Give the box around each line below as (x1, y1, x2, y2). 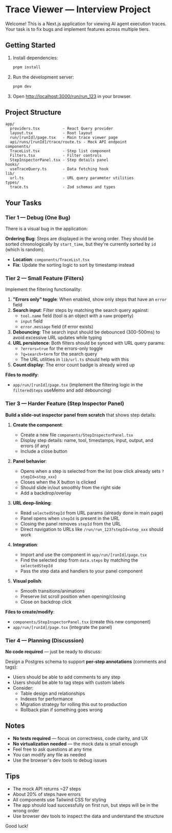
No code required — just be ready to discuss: (5, 649, 102, 655)
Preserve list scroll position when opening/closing (20, 593, 126, 599)
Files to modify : (5, 372, 39, 378)
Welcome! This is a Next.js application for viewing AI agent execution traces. (5, 21, 167, 27)
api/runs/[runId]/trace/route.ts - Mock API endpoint (10, 140, 127, 145)
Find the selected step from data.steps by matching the (20, 557, 138, 563)
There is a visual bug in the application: (5, 226, 88, 232)
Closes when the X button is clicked (20, 479, 96, 485)
